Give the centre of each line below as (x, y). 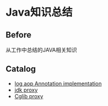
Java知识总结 (39, 12)
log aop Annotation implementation (58, 83)
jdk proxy (26, 90)
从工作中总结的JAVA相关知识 (41, 50)
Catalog (21, 69)
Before (18, 34)
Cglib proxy (29, 96)
